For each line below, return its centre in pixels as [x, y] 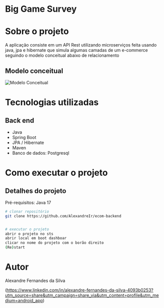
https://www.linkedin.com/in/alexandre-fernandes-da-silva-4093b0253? [80, 290]
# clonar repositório [27, 212]
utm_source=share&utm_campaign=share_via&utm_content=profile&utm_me [82, 295]
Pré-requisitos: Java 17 [28, 202]
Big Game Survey [41, 9]
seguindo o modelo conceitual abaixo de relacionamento [62, 55]
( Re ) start [15, 248]
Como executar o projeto [57, 173]
